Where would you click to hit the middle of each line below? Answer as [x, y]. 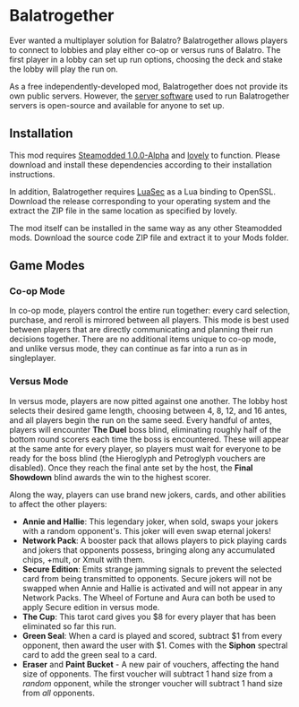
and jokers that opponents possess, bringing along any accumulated [149, 550]
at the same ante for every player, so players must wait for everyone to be [145, 448]
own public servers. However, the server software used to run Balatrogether [149, 96]
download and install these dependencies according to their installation [141, 164]
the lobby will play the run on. [64, 69]
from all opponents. [59, 693]
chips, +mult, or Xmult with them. [84, 559]
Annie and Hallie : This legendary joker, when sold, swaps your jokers [150, 522]
